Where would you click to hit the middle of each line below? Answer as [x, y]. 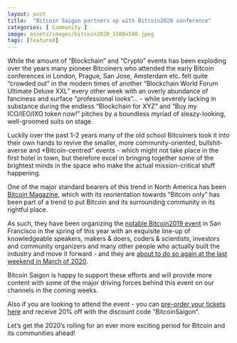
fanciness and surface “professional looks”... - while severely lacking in [112, 99]
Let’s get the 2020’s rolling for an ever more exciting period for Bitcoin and [116, 326]
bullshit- [211, 143]
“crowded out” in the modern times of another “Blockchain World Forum [113, 83]
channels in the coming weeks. [53, 290]
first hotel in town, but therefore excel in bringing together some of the [111, 158]
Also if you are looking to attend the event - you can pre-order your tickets [116, 304]
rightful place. [28, 210]
